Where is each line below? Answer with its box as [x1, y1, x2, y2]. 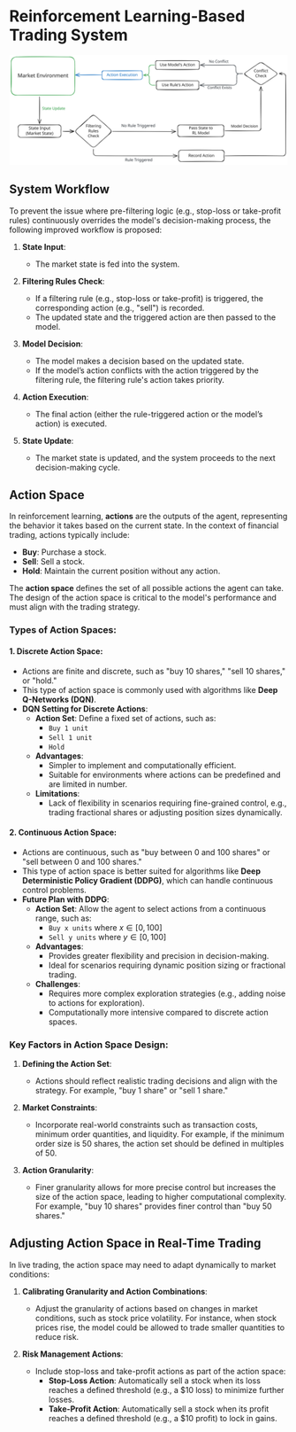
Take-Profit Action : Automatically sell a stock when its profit [48, 1403, 269, 1414]
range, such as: [34, 913, 92, 923]
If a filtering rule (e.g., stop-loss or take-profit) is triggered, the [34, 292, 263, 303]
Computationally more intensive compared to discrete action [48, 1007, 269, 1017]
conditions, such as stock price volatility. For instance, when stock [34, 1312, 277, 1323]
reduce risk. [34, 1331, 80, 1342]
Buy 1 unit [48, 724, 88, 733]
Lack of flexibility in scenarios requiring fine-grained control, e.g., [48, 798, 287, 808]
